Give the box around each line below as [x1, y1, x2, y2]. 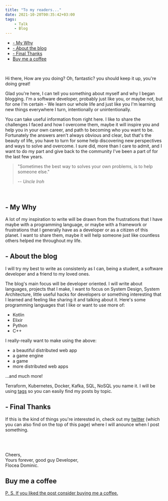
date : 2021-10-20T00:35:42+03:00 [5, 12, 75, 17]
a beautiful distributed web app [12, 347, 77, 353]
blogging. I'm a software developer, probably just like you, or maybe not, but [5, 96, 163, 102]
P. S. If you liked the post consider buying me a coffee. [5, 490, 118, 496]
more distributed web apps [12, 363, 69, 369]
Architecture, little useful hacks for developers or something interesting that [5, 291, 161, 297]
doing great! [5, 81, 31, 87]
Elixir [12, 317, 23, 323]
